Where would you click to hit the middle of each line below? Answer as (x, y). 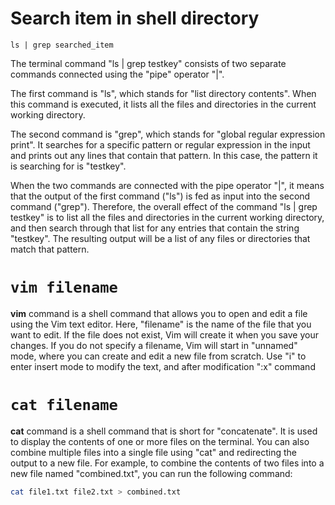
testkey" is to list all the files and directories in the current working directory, (167, 217)
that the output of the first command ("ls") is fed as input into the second (160, 196)
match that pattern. (50, 249)
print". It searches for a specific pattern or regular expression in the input (160, 144)
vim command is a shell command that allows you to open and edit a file (159, 313)
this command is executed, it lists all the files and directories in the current (163, 104)
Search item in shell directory (135, 18)
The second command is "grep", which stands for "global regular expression (168, 134)
